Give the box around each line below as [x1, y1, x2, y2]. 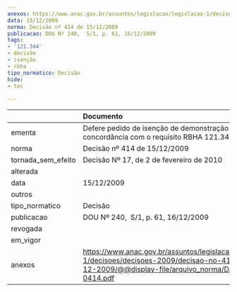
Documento [83, 111, 123, 121]
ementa [11, 128, 37, 138]
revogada [11, 224, 42, 233]
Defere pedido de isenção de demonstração [83, 123, 229, 133]
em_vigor [11, 236, 41, 245]
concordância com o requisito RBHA [83, 132, 203, 142]
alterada [11, 166, 39, 176]
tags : [7, 37, 23, 44]
